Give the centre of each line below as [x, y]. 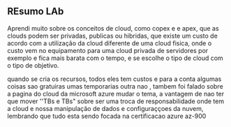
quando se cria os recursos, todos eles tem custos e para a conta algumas [114, 79]
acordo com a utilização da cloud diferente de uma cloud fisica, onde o [110, 43]
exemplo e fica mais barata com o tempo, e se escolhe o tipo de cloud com [115, 58]
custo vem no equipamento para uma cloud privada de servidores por [108, 50]
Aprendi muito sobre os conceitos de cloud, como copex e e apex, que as [113, 28]
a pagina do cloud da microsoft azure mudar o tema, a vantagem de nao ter [116, 94]
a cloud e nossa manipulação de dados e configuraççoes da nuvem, [105, 108]
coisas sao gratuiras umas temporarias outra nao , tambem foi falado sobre [115, 86]
